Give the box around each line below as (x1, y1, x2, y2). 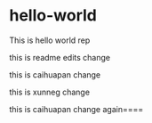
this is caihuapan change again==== (9, 103, 144, 114)
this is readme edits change (9, 52, 111, 62)
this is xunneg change (9, 86, 91, 97)
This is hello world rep (9, 35, 91, 45)
